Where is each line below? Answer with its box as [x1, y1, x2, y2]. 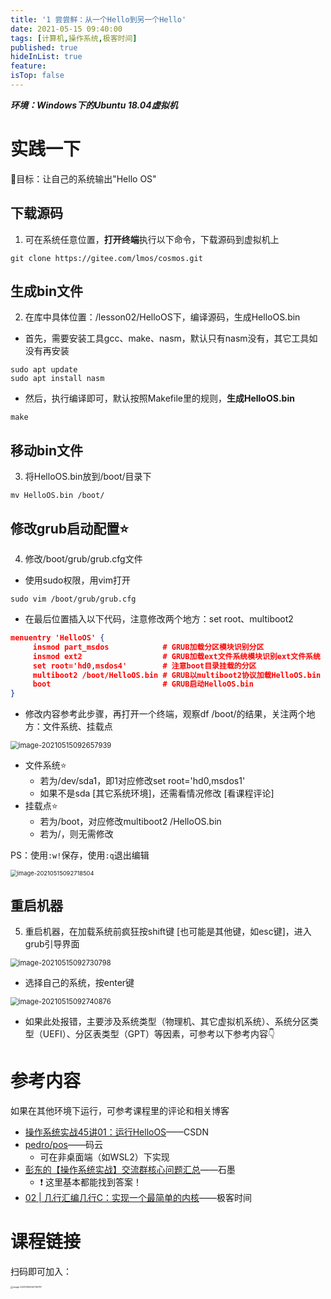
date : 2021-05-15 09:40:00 [10, 24, 123, 34]
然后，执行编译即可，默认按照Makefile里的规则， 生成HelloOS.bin [24, 392, 295, 405]
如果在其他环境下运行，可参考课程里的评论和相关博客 [10, 1104, 230, 1116]
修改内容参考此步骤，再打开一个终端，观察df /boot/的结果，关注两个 [24, 708, 307, 720]
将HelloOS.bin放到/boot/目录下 [24, 471, 152, 483]
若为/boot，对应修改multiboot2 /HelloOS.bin [39, 816, 222, 828]
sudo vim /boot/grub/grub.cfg [10, 594, 137, 605]
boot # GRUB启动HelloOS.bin [32, 679, 254, 690]
